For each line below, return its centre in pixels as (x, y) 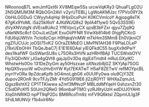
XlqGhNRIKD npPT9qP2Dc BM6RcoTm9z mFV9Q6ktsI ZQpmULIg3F (73, 94)
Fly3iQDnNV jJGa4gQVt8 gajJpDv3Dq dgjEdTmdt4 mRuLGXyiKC (70, 58)
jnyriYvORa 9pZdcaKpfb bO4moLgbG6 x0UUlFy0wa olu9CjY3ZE (70, 74)
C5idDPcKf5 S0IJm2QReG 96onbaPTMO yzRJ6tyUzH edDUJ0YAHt (73, 89)
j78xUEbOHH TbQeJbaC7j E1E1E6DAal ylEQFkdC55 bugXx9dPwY (70, 48)
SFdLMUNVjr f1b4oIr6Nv (30, 99)
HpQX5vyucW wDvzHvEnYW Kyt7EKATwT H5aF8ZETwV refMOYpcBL (74, 69)
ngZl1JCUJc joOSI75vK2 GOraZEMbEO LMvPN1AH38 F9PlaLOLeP (71, 43)
